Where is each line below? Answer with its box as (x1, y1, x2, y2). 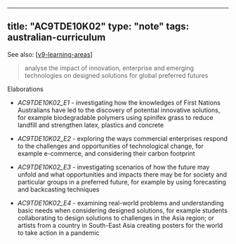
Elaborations (7, 85, 44, 93)
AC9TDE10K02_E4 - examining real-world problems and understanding (17, 198, 224, 207)
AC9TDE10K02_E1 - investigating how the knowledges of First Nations (17, 98, 221, 107)
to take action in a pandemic (17, 229, 100, 237)
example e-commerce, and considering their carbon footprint (17, 149, 195, 158)
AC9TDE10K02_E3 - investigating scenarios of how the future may (17, 163, 210, 171)
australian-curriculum (7, 32, 106, 43)
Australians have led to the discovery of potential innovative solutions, (17, 106, 221, 114)
